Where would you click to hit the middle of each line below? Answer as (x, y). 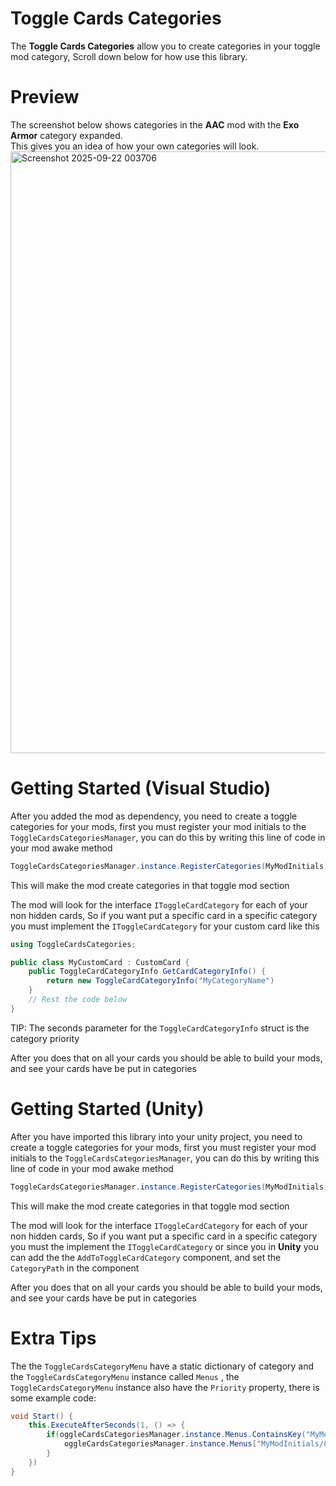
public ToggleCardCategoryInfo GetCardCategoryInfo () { (147, 972)
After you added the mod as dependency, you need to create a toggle (154, 816)
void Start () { (42, 1416)
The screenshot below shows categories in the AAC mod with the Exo (155, 124)
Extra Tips (53, 1338)
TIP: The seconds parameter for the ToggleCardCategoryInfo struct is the (160, 1028)
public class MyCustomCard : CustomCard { (100, 962)
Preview (45, 97)
